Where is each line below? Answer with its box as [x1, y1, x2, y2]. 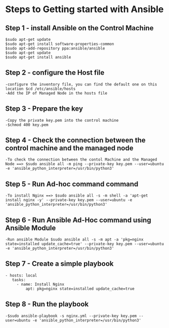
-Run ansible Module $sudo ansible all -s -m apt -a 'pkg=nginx [5, 237, 144, 242]
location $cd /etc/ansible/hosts [5, 86, 76, 91]
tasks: [12, 277, 26, 283]
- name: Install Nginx [16, 282, 65, 287]
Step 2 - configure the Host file [5, 68, 105, 77]
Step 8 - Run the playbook [5, 300, 89, 309]
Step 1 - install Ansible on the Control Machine [5, 24, 154, 32]
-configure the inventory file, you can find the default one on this [5, 82, 157, 87]
